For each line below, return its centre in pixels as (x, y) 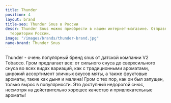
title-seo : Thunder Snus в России (42, 24)
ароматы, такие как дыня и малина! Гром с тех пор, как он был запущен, (85, 79)
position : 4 (18, 15)
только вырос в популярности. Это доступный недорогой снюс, (75, 84)
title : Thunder (21, 10)
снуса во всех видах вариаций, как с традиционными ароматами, (77, 68)
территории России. (31, 33)
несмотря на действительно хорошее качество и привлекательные (79, 90)
